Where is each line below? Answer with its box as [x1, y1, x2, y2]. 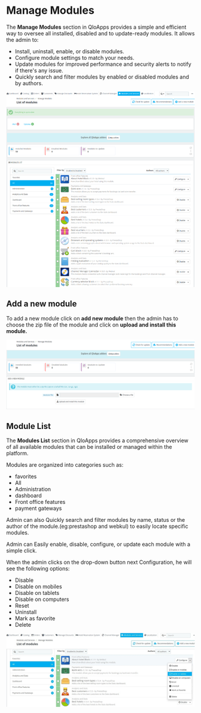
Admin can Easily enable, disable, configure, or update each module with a [6, 540, 190, 548]
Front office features [14, 498, 66, 505]
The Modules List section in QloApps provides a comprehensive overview [6, 437, 188, 444]
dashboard [14, 492, 42, 499]
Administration [14, 485, 51, 493]
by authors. [14, 79, 43, 87]
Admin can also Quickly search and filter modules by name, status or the [6, 516, 185, 523]
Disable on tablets [14, 589, 60, 596]
